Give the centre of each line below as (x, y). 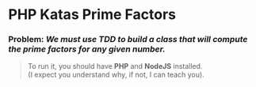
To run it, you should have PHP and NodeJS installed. (115, 66)
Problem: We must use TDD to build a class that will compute (128, 40)
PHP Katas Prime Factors (92, 15)
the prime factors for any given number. (87, 49)
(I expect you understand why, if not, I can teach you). (116, 75)
